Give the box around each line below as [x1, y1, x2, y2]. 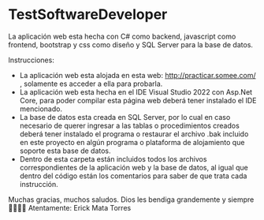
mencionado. [19, 104, 63, 114]
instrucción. [19, 179, 59, 188]
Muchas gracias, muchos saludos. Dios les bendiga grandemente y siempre [8, 195, 255, 204]
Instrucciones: [8, 55, 55, 65]
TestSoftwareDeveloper [8, 6, 168, 24]
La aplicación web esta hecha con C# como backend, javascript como [8, 32, 236, 41]
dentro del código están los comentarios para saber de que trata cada [19, 171, 247, 181]
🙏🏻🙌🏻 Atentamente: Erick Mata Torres [8, 203, 132, 212]
